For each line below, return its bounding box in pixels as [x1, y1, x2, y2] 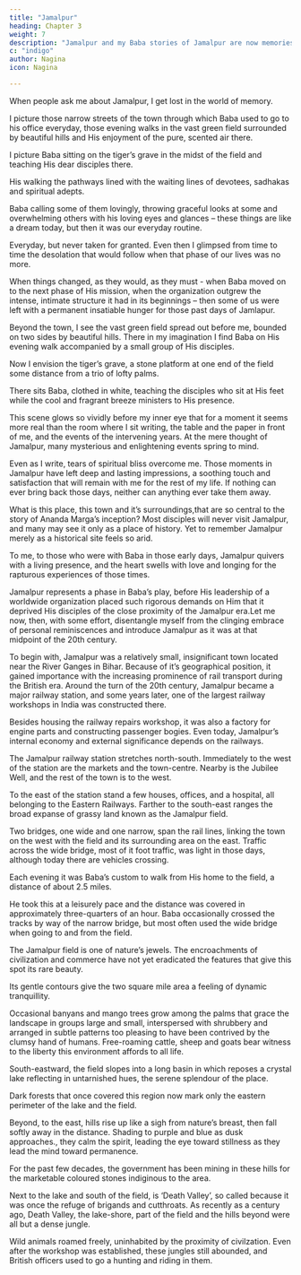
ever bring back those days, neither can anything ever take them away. [9, 486, 271, 498]
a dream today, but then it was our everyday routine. [9, 221, 203, 233]
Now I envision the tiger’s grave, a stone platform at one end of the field [9, 358, 274, 369]
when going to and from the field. [9, 927, 133, 938]
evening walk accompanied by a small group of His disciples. [9, 341, 235, 351]
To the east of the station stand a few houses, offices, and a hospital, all [9, 789, 275, 800]
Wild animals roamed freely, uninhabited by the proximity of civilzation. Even [9, 1236, 291, 1246]
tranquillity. [9, 990, 51, 1001]
